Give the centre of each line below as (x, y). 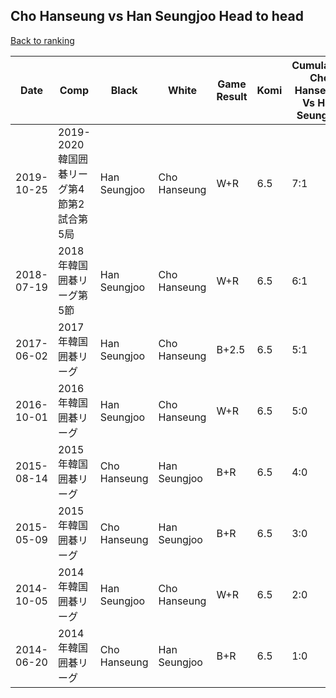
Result (232, 96)
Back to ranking (42, 40)
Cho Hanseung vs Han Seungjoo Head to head (157, 16)
